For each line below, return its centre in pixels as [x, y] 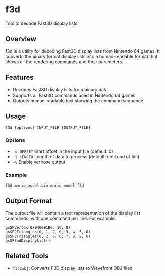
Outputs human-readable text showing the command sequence [78, 100]
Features [19, 78]
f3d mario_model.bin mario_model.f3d [45, 185]
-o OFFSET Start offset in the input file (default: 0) [63, 151]
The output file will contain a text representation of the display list [73, 213]
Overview [21, 39]
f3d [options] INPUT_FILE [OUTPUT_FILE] [48, 128]
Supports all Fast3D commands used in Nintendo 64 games [74, 95]
